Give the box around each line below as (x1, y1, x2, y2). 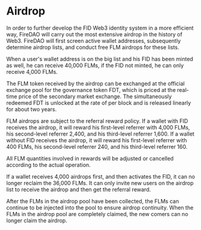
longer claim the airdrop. (6, 217, 68, 224)
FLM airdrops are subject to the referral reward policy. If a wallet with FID (6, 117, 188, 125)
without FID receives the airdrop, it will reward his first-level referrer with (6, 136, 187, 143)
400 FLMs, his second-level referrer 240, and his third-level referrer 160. (6, 143, 188, 150)
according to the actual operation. (6, 161, 91, 168)
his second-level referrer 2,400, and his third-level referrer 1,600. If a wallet (6, 130, 195, 137)
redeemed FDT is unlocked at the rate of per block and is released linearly (6, 99, 191, 107)
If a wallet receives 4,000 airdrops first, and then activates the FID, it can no (6, 172, 196, 180)
